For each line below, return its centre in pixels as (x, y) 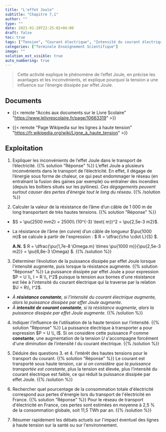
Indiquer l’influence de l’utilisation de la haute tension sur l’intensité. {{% (86, 322)
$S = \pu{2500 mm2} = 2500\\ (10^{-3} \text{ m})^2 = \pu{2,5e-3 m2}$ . (85, 222)
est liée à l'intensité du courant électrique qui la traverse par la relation (84, 282)
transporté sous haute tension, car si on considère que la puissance (82, 364)
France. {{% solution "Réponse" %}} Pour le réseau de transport (78, 399)
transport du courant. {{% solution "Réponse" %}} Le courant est (79, 358)
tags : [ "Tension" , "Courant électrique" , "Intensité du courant (73, 42)
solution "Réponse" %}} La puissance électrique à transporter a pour (82, 327)
